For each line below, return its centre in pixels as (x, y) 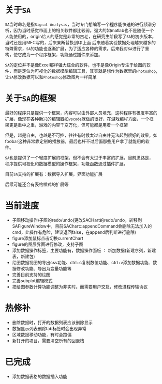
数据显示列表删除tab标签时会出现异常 (49, 328)
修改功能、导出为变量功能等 (44, 268)
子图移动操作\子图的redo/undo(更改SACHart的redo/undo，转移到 (77, 220)
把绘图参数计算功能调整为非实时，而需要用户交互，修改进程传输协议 (80, 287)
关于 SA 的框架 (31, 99)
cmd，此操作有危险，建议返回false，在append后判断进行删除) (74, 232)
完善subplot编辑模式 (32, 280)
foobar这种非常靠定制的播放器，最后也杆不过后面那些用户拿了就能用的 (75, 141)
